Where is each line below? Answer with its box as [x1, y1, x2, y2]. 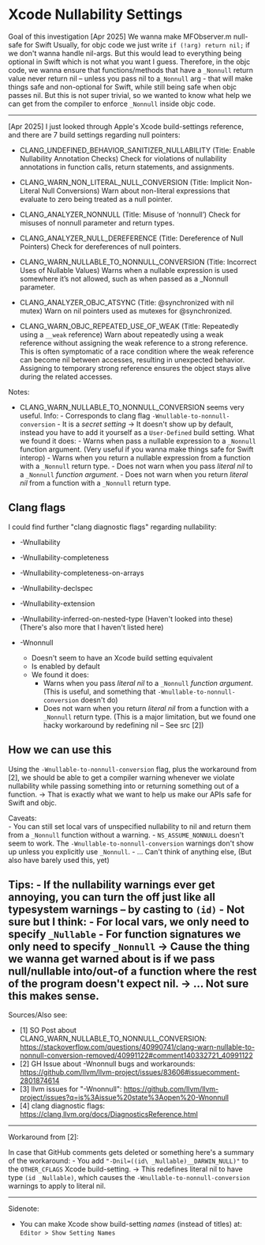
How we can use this [8, 744, 112, 757]
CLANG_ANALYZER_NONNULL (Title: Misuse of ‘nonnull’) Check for [19, 210, 241, 219]
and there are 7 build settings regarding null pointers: [8, 130, 181, 139]
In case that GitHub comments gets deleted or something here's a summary [8, 1148, 255, 1157]
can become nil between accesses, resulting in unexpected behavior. [19, 354, 245, 365]
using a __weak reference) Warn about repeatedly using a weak [19, 330, 224, 339]
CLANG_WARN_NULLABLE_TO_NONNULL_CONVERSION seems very [19, 402, 244, 412]
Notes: [8, 387, 30, 396]
